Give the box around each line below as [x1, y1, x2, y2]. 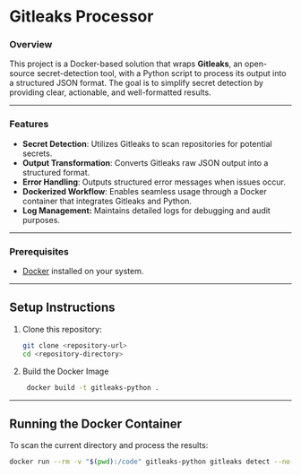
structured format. [21, 167, 90, 177]
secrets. [21, 148, 53, 159]
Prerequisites [9, 245, 69, 257]
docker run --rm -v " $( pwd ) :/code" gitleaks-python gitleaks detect [9, 457, 271, 467]
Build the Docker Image [21, 366, 109, 376]
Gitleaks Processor [9, 6, 154, 27]
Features [9, 118, 49, 131]
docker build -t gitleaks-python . [26, 383, 159, 392]
